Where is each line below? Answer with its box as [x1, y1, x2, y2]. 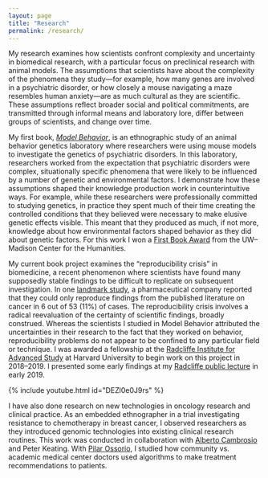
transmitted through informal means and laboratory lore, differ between [8, 108, 245, 118]
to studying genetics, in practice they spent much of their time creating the [8, 201, 256, 210]
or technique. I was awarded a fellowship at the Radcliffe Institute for [8, 345, 235, 354]
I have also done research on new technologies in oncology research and [8, 401, 251, 411]
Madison [8, 243, 38, 253]
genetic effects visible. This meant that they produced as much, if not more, [8, 218, 259, 227]
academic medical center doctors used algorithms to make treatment [8, 452, 237, 462]
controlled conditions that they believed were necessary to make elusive [8, 210, 247, 219]
